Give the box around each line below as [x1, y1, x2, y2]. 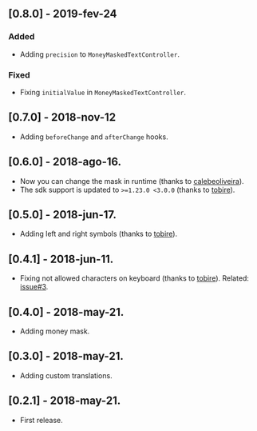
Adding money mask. [19, 326, 90, 336]
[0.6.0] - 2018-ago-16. [8, 155, 122, 169]
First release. [19, 415, 63, 425]
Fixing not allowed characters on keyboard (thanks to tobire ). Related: [19, 273, 250, 283]
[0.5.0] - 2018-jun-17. [8, 208, 117, 221]
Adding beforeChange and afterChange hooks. [19, 132, 169, 142]
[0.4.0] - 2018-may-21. [8, 305, 125, 319]
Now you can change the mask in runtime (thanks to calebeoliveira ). [19, 176, 245, 186]
